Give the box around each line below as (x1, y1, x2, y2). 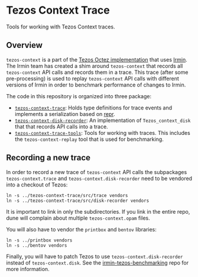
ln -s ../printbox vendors (6, 237, 73, 243)
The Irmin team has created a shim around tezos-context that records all (6, 62, 183, 69)
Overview (6, 40, 43, 50)
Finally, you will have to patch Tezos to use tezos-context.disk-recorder (6, 253, 183, 260)
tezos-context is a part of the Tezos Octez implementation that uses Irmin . (6, 56, 187, 63)
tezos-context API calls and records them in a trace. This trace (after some (6, 69, 189, 76)
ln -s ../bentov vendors (6, 242, 67, 249)
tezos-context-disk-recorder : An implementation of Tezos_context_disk (14, 117, 191, 124)
